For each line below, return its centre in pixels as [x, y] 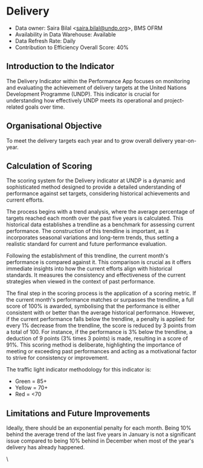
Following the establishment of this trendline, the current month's [87, 256]
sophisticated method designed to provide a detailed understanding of [94, 187]
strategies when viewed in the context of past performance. [81, 282]
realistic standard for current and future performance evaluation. [87, 244]
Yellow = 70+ [31, 388]
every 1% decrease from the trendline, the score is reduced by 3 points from [101, 325]
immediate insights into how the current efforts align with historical [89, 269]
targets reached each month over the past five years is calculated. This [95, 218]
